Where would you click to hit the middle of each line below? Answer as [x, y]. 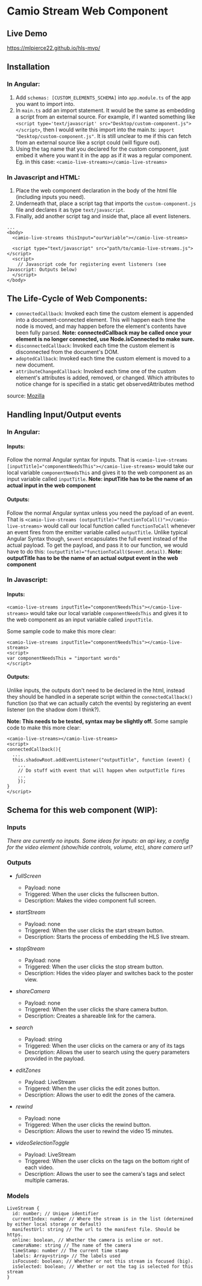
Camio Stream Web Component [87, 11]
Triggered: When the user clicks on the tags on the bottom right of [107, 1161]
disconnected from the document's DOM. [67, 351]
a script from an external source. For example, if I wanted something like [105, 117]
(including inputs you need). [50, 197]
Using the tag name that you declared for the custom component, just [102, 149]
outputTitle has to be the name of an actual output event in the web [93, 558]
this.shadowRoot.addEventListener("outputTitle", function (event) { [101, 760]
